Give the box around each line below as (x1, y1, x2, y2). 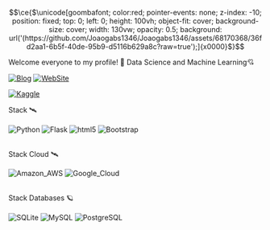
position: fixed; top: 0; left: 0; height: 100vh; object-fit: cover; (11, 16, 214, 26)
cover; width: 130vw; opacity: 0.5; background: (65, 25, 222, 34)
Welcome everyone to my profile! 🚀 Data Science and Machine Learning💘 (8, 57, 255, 67)
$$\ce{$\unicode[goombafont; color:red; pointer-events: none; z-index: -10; (9, 8, 262, 17)
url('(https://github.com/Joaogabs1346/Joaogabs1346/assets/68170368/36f (8, 33, 263, 43)
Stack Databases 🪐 (8, 193, 74, 203)
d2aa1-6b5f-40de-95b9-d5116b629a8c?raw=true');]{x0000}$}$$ (26, 42, 245, 51)
